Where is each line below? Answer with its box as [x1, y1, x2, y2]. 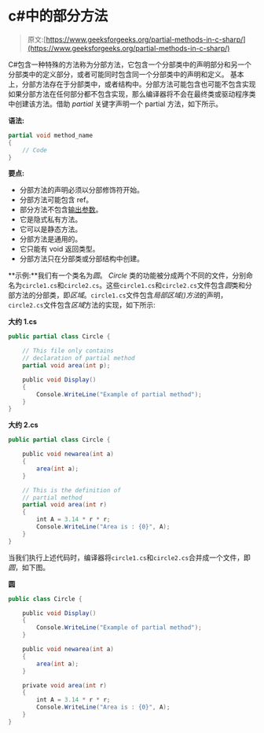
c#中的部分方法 [8, 7, 108, 25]
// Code [22, 146, 47, 154]
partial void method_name [8, 131, 93, 139]
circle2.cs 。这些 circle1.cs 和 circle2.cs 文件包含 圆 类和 [64, 281, 246, 290]
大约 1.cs [8, 317, 38, 326]
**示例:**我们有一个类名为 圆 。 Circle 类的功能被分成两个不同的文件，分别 [8, 271, 247, 280]
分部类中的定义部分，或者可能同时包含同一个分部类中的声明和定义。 [8, 69, 229, 79]
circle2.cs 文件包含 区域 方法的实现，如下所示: [8, 300, 156, 310]
